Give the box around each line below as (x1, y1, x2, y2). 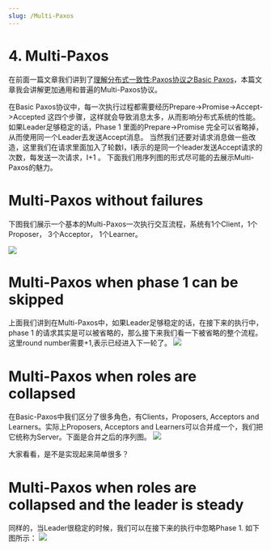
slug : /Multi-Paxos (8, 11, 74, 20)
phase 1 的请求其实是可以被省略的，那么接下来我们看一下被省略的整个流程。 (8, 328, 263, 338)
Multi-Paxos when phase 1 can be (8, 273, 239, 291)
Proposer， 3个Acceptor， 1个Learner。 (8, 229, 143, 239)
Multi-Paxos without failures (8, 191, 204, 209)
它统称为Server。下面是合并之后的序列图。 (8, 432, 151, 442)
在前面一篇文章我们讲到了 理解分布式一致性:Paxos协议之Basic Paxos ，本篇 (8, 74, 256, 84)
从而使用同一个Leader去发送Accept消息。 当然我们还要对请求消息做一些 (8, 132, 249, 142)
